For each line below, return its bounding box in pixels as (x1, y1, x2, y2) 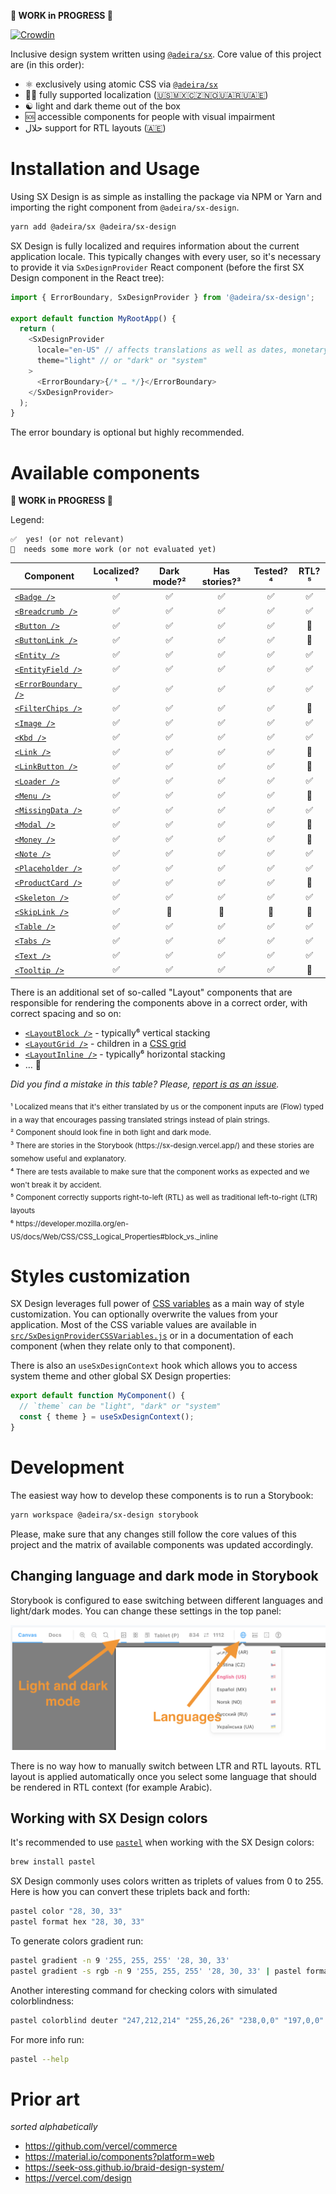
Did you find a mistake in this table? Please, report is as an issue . (10, 1078, 280, 1090)
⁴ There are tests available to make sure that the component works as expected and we (10, 1166, 310, 1177)
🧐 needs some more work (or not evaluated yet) (10, 545, 217, 555)
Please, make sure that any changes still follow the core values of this (10, 1528, 297, 1540)
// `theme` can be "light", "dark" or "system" (19, 1401, 222, 1412)
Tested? (253, 565, 288, 577)
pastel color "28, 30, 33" (10, 1906, 123, 1917)
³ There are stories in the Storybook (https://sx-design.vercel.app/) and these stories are (10, 1140, 315, 1150)
